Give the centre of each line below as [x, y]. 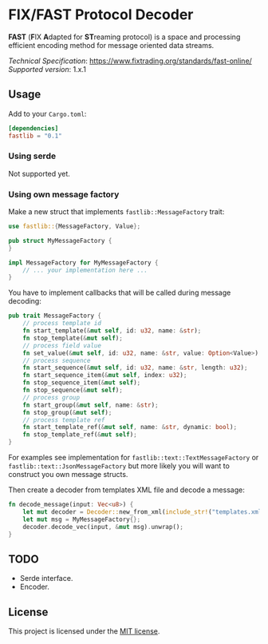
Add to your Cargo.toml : [47, 113]
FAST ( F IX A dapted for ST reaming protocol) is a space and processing [124, 37]
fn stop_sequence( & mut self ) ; [73, 390]
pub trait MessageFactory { [55, 316]
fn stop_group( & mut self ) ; [67, 412]
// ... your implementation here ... [85, 270]
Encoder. [35, 587]
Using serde [32, 156]
